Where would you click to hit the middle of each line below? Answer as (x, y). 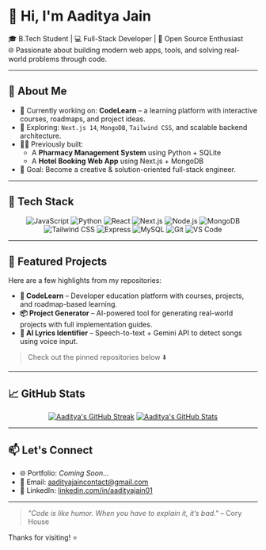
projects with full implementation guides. (86, 325)
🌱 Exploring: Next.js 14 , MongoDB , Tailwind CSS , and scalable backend (133, 127)
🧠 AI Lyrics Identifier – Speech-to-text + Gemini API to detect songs (131, 333)
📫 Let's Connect (51, 450)
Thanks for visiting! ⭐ (43, 537)
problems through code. (68, 59)
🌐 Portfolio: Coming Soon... (64, 473)
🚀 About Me (38, 92)
